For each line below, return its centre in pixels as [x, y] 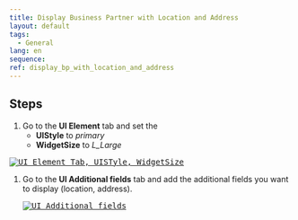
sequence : [28, 59]
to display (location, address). [77, 189]
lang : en [26, 51]
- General [35, 43]
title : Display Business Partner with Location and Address [124, 18]
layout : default [39, 26]
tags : [19, 34]
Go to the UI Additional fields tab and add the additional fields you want [155, 179]
